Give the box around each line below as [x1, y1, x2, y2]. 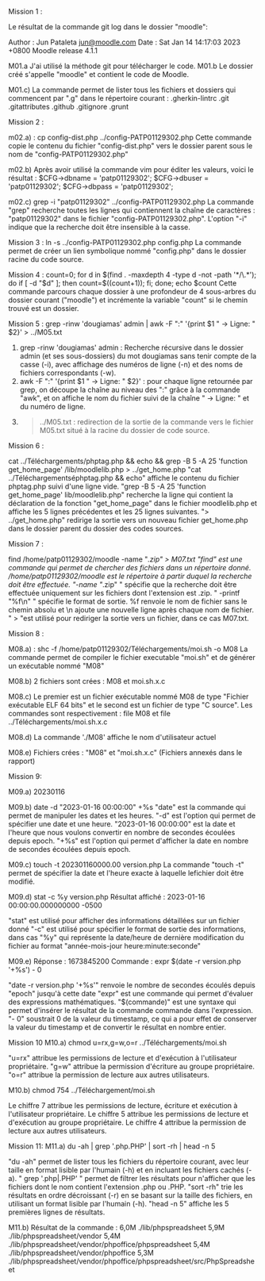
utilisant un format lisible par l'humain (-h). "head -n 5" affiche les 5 [8, 1199, 229, 1208]
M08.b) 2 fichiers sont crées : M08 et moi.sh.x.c [8, 677, 166, 685]
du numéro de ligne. [19, 402, 86, 411]
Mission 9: [8, 772, 42, 780]
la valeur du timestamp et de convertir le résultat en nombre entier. [8, 1022, 226, 1032]
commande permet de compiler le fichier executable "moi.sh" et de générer [8, 653, 255, 662]
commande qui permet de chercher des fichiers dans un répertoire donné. [8, 563, 252, 572]
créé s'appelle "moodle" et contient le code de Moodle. [8, 70, 189, 79]
